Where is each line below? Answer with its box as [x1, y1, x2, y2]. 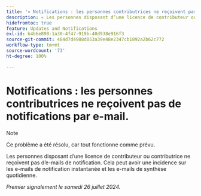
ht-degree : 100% [6, 53, 47, 59]
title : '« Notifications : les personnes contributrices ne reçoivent [6, 8, 186, 15]
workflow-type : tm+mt [6, 42, 60, 48]
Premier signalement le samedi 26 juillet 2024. [6, 183, 121, 190]
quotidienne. [6, 171, 38, 179]
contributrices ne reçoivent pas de [6, 97, 181, 111]
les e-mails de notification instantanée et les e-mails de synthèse [6, 165, 167, 172]
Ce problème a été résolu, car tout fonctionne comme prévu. [6, 141, 156, 148]
